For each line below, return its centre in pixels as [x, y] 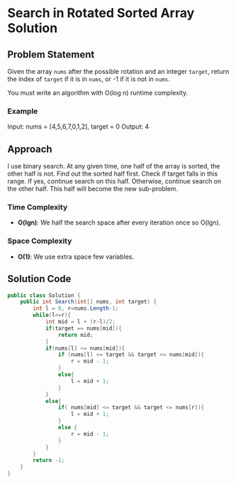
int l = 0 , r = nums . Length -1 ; [76, 308]
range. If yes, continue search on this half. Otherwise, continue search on [114, 181]
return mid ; [75, 335]
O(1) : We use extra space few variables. [76, 257]
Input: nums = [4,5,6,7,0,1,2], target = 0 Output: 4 [78, 127]
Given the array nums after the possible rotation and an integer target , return [118, 71]
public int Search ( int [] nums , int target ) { [89, 302]
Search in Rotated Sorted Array [101, 13]
